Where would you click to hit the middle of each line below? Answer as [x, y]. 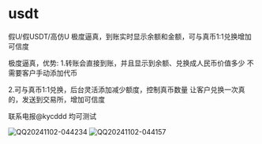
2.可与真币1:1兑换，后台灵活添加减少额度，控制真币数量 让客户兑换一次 [123, 89]
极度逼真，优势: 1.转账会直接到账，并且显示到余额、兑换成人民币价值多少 [127, 63]
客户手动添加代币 [49, 72]
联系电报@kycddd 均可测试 [52, 116]
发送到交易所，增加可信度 [63, 99]
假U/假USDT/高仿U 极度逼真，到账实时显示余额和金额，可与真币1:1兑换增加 [130, 36]
